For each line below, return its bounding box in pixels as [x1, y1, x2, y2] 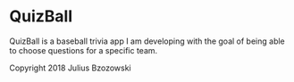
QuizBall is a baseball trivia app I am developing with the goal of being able [9, 36, 286, 46]
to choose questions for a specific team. [9, 45, 158, 55]
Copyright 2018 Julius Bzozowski [9, 62, 131, 73]
